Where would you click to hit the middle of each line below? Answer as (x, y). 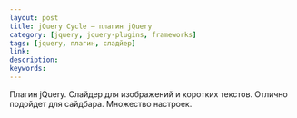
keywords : (28, 69)
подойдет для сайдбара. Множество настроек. (101, 103)
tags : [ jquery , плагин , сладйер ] (73, 43)
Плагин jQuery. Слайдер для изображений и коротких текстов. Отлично (148, 94)
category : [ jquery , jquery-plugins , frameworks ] (103, 34)
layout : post (34, 18)
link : (20, 52)
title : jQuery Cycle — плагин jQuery (81, 26)
